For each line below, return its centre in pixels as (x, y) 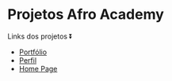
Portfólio (33, 52)
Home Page (38, 68)
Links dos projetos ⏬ (40, 36)
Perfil (28, 60)
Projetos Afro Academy (86, 15)
